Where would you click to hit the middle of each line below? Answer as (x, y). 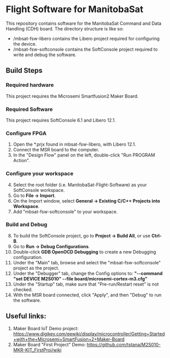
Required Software (29, 109)
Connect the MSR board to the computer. (56, 150)
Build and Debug (27, 225)
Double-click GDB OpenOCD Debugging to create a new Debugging (84, 252)
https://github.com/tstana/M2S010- (124, 344)
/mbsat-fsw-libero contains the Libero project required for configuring (86, 38)
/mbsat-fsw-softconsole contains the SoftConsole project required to (85, 49)
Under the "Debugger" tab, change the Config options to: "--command (88, 273)
